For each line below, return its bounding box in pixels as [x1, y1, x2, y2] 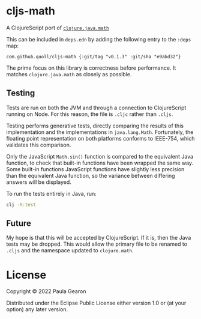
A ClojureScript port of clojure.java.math [6, 24, 109, 31]
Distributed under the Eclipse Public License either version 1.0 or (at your [6, 299, 187, 307]
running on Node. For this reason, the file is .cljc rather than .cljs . [6, 110, 173, 118]
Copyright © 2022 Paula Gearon [6, 288, 86, 295]
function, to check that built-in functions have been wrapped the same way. [6, 159, 194, 166]
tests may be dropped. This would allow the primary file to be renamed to [6, 240, 188, 248]
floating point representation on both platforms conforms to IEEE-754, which [6, 135, 195, 142]
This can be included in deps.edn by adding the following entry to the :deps [6, 35, 191, 43]
